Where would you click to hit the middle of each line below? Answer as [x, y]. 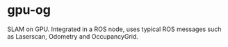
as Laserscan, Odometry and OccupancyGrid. [73, 36]
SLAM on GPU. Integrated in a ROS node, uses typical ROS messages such [114, 29]
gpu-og [29, 10]
